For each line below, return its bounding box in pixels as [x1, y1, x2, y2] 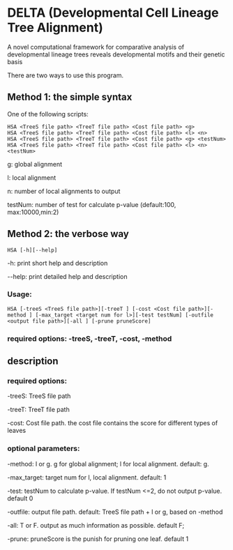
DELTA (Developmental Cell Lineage [7, 5, 219, 21]
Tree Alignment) [7, 20, 103, 36]
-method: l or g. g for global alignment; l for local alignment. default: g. [7, 459, 209, 468]
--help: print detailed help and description [7, 272, 128, 280]
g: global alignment [7, 160, 63, 168]
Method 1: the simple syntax [7, 91, 133, 103]
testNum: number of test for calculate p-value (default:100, [7, 200, 176, 208]
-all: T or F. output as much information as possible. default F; [7, 521, 185, 529]
